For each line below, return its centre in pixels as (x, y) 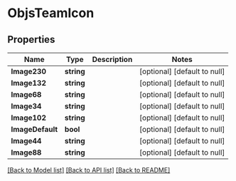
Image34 (26, 106)
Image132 (29, 83)
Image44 (26, 141)
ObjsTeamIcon (51, 13)
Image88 (26, 152)
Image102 (29, 118)
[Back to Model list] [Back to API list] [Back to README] (89, 170)
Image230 (29, 71)
